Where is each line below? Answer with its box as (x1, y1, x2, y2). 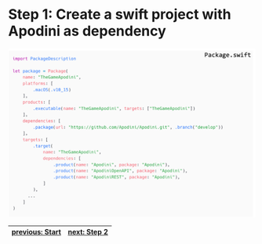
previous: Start (11, 228, 61, 237)
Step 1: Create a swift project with (8, 5, 231, 24)
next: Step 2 (67, 228, 108, 237)
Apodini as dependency (8, 22, 166, 40)
